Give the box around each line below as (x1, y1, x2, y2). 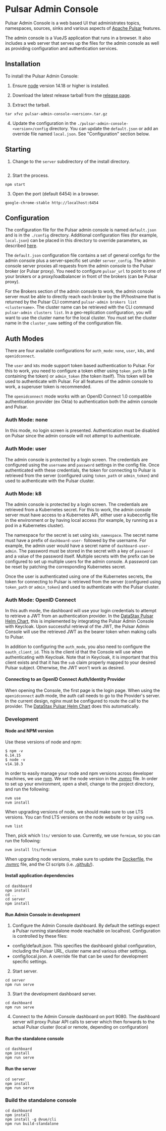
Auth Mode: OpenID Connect (5, 596, 76, 603)
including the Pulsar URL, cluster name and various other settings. (12, 948, 148, 954)
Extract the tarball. (12, 102, 51, 108)
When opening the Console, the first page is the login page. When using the (5, 687, 160, 693)
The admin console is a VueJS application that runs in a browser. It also (5, 35, 151, 41)
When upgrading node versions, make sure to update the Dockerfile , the (5, 856, 153, 862)
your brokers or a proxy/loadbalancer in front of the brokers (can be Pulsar (5, 273, 158, 279)
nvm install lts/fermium (5, 847, 56, 852)
